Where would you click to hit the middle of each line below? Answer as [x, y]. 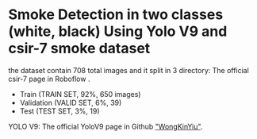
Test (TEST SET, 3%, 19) [60, 111]
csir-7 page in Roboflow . [49, 79]
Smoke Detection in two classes [116, 15]
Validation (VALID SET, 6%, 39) [71, 102]
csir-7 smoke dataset [79, 48]
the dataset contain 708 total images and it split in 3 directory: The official [129, 70]
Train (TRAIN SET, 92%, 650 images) [80, 94]
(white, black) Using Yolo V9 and [118, 31]
